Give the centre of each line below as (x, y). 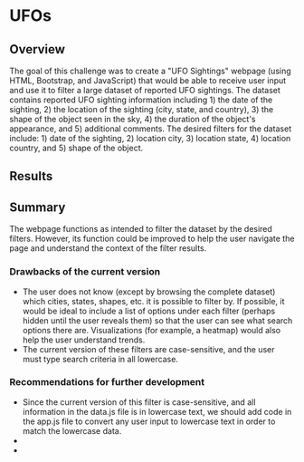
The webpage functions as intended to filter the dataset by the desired (141, 229)
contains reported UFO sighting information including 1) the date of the (141, 100)
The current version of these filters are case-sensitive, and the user (148, 349)
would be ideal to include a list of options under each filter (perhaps (149, 311)
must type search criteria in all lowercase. (100, 359)
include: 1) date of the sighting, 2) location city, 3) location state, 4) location (150, 138)
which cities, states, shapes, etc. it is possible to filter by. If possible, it (153, 301)
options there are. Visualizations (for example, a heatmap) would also (152, 330)
